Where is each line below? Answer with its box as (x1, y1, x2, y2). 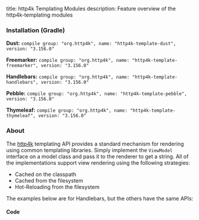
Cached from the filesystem (14, 177, 83, 184)
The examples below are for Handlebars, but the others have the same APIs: (6, 194, 194, 202)
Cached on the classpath (14, 171, 76, 178)
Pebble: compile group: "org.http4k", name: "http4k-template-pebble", (6, 90, 188, 97)
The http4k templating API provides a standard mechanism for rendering (6, 140, 184, 147)
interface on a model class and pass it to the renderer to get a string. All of (6, 153, 189, 160)
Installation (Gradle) (6, 26, 66, 34)
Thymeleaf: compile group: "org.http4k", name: (6, 106, 128, 114)
